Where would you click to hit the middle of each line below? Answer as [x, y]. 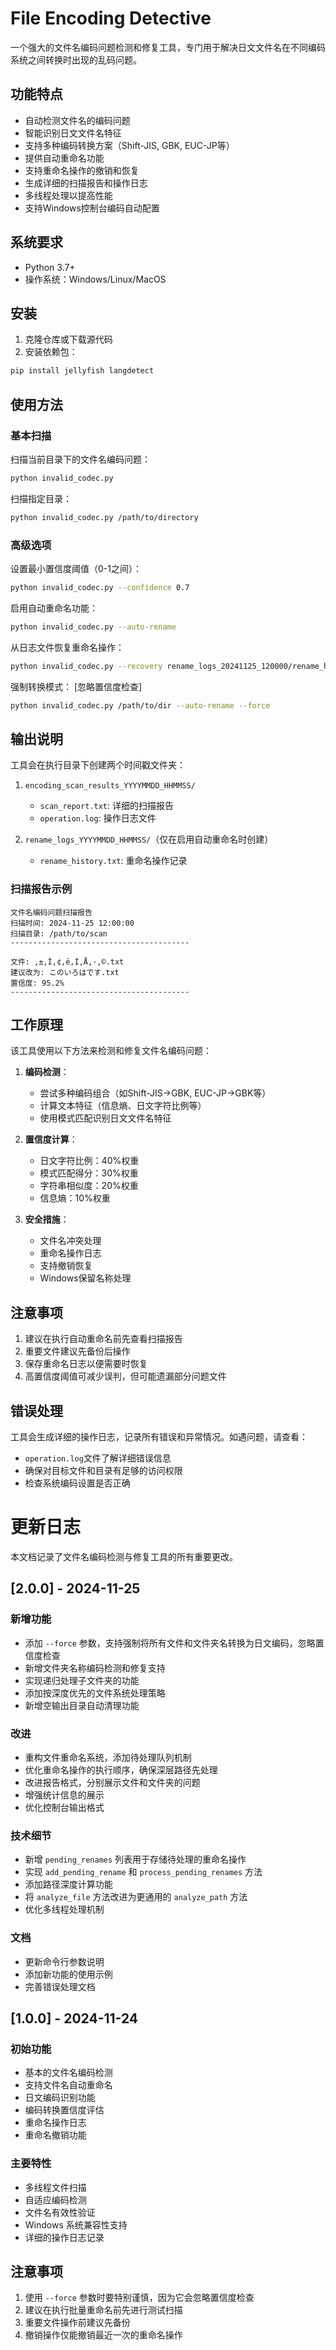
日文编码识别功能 [60, 2098]
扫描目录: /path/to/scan [59, 933]
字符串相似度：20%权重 [89, 1186]
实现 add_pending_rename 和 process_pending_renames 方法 [143, 1872]
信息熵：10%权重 [75, 1198]
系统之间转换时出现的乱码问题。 [76, 59]
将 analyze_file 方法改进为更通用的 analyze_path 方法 [136, 1897]
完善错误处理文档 [60, 1986]
